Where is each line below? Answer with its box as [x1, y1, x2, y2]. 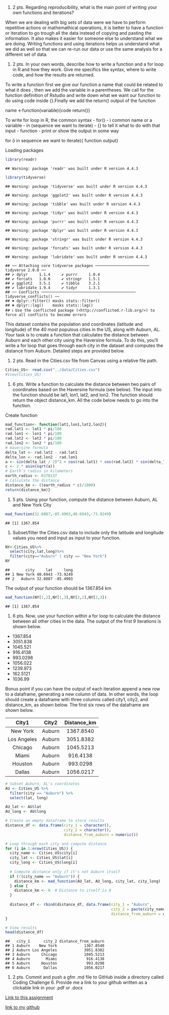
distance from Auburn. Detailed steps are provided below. [5, 348, 125, 354]
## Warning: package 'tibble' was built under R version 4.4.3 [5, 201, 141, 207]
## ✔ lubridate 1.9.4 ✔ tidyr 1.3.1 [5, 285, 100, 290]
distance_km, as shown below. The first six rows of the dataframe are [5, 702, 149, 708]
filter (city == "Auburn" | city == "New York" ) [10, 554, 107, 559]
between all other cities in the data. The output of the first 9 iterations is [12, 618, 161, 624]
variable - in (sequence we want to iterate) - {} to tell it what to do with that [5, 123, 160, 128]
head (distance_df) [5, 930, 44, 935]
